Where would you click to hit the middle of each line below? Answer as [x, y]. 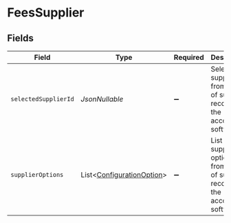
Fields [21, 38]
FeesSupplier [46, 13]
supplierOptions [37, 174]
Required [189, 57]
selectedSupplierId [42, 99]
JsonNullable [102, 99]
